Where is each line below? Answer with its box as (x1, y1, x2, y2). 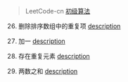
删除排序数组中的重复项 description (18, 22, 121, 30)
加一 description (18, 37, 65, 45)
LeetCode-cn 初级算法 (25, 7, 91, 15)
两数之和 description (18, 67, 78, 75)
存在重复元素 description (18, 52, 90, 60)
